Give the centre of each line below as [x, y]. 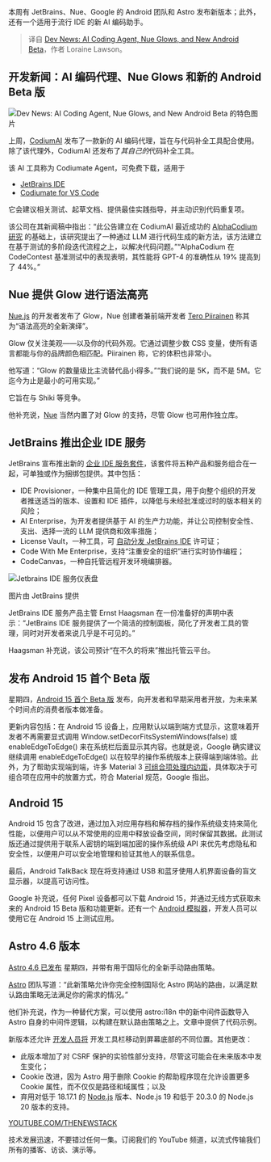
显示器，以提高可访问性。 [51, 881]
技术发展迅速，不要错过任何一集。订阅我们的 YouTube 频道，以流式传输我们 [134, 1139]
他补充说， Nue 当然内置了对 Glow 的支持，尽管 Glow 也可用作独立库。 [125, 415]
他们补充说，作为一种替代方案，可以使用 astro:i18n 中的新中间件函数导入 [129, 1012]
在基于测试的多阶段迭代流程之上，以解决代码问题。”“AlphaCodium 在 [122, 246]
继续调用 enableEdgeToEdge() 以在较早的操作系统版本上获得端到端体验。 [130, 757]
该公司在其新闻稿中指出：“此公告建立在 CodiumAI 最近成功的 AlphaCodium [133, 226]
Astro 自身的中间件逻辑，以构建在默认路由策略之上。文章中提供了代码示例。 [135, 1021]
